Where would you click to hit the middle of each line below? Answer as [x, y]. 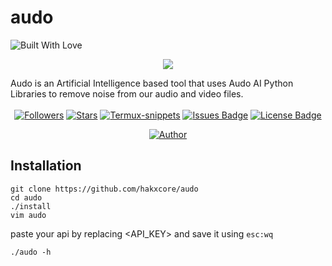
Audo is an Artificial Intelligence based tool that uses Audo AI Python [152, 83]
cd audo [26, 197]
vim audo [28, 215]
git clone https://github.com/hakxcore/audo [104, 189]
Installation [46, 166]
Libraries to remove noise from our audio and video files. [127, 93]
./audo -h [31, 252]
